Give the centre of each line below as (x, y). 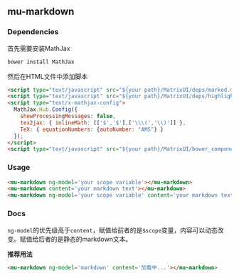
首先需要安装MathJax (39, 48)
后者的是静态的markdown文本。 (85, 239)
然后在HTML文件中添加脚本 (48, 76)
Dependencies (33, 32)
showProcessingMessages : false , (68, 117)
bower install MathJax (41, 62)
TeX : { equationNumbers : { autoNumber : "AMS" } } (92, 129)
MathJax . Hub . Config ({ (46, 109)
